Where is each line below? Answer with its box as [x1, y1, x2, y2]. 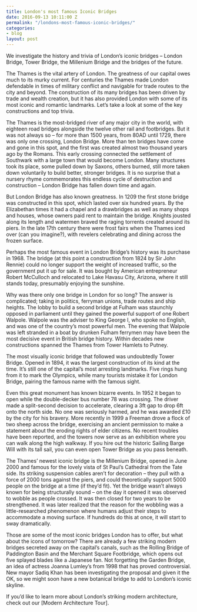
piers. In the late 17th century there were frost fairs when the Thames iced [6, 225, 185, 231]
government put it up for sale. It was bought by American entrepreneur [6, 267, 178, 274]
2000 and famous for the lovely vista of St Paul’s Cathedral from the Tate [6, 464, 183, 470]
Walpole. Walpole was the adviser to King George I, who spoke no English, [6, 316, 186, 323]
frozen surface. [6, 237, 44, 244]
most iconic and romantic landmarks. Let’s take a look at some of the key [6, 102, 183, 108]
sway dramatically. [6, 520, 52, 527]
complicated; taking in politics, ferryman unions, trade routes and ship [6, 297, 176, 305]
